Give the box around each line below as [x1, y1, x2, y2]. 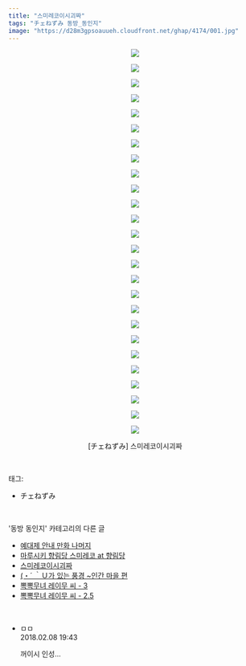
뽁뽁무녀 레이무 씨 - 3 [19, 581, 88, 590]
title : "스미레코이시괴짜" [8, 11, 85, 20]
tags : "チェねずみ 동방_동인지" [8, 19, 102, 27]
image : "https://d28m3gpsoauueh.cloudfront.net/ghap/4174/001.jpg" [8, 27, 240, 35]
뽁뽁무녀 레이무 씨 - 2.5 [19, 591, 94, 601]
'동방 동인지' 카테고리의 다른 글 [8, 524, 105, 533]
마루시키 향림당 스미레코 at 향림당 [19, 551, 126, 561]
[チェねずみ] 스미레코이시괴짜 [88, 441, 182, 451]
